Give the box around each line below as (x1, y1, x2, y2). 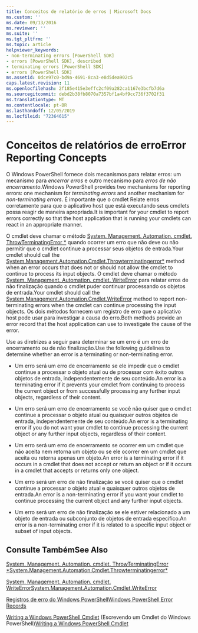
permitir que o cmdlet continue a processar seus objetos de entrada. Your (6, 245, 184, 252)
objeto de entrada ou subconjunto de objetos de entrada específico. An (14, 515, 187, 522)
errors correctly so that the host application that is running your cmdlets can (6, 215, 192, 222)
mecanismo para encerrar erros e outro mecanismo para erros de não (6, 177, 177, 184)
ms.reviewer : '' (6, 25, 46, 31)
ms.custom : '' (6, 14, 41, 20)
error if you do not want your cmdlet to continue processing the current (14, 424, 189, 431)
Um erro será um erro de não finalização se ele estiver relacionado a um (14, 509, 190, 516)
